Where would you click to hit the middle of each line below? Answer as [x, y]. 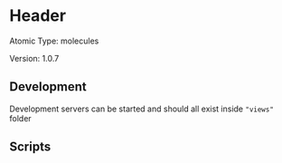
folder [20, 118]
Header [38, 16]
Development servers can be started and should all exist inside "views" [141, 109]
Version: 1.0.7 [34, 58]
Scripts [30, 147]
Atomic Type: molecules [54, 41]
